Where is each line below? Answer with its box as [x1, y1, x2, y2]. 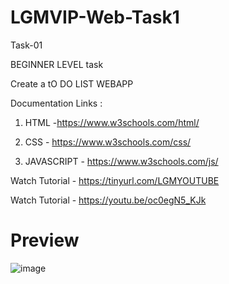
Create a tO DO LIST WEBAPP [10, 77, 134, 90]
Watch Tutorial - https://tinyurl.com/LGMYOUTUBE [10, 174, 220, 186]
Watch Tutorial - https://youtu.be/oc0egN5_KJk [10, 194, 207, 206]
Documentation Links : [10, 97, 103, 109]
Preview [10, 229, 80, 252]
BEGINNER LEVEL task [10, 58, 104, 70]
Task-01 [10, 39, 43, 51]
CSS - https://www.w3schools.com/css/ [24, 136, 192, 148]
